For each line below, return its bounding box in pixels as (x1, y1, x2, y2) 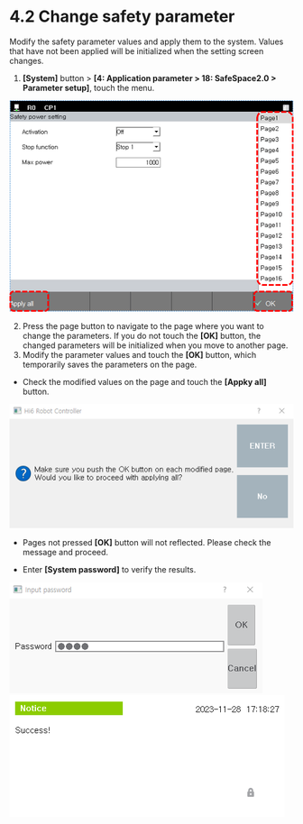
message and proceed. (22, 547, 109, 558)
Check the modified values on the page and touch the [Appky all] (22, 377, 268, 388)
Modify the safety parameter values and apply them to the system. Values (9, 36, 284, 47)
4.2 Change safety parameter (9, 6, 235, 27)
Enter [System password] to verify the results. (22, 564, 197, 575)
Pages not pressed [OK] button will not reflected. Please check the (22, 537, 271, 548)
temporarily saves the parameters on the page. (22, 359, 197, 371)
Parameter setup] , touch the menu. (22, 82, 155, 93)
